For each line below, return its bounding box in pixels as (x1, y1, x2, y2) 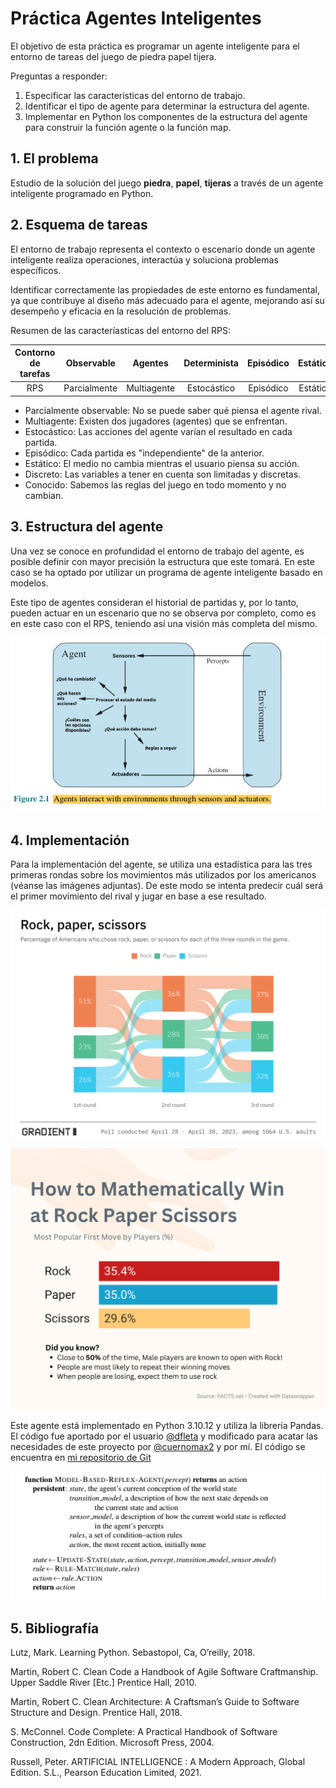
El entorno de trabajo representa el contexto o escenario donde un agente (10, 243, 316, 255)
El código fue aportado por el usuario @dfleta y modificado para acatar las (10, 1430, 318, 1442)
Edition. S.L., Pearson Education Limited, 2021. (10, 1767, 202, 1779)
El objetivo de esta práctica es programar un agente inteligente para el (10, 40, 300, 52)
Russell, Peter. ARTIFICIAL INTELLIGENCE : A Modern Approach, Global (10, 1756, 306, 1768)
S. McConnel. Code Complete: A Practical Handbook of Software (10, 1726, 278, 1738)
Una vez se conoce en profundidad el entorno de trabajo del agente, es (10, 545, 305, 557)
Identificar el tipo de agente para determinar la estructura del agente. (24, 100, 310, 112)
